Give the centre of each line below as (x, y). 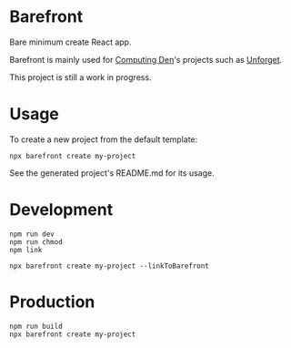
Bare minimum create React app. (70, 42)
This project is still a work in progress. (80, 77)
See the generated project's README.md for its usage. (112, 173)
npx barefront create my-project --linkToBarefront (109, 266)
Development (61, 210)
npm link (26, 250)
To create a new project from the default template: (104, 139)
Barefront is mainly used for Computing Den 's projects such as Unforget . (146, 59)
